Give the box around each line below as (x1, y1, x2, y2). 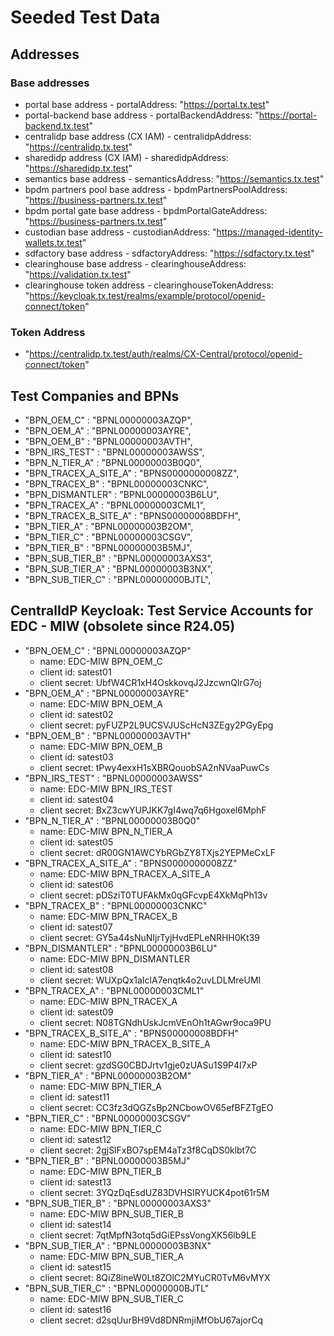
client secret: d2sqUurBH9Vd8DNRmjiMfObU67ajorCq (39, 1314, 264, 1326)
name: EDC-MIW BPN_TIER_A (39, 1080, 162, 1092)
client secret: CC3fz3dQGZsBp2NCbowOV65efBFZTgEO (39, 1101, 274, 1113)
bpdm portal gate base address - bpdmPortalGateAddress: (24, 204, 268, 216)
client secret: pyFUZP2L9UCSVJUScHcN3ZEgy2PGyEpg (39, 719, 274, 731)
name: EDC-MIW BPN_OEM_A (39, 697, 163, 710)
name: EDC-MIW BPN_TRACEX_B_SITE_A (39, 1037, 211, 1050)
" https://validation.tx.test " (24, 268, 132, 280)
